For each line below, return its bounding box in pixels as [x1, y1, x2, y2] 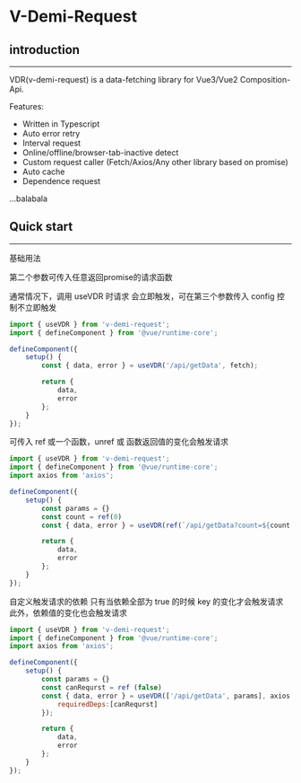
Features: [9, 101, 45, 111]
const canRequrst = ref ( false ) [41, 682, 163, 692]
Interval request [21, 137, 82, 148]
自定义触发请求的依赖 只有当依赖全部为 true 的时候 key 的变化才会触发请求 [9, 595, 284, 607]
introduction [9, 42, 81, 57]
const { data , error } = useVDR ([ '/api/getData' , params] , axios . [41, 691, 295, 700]
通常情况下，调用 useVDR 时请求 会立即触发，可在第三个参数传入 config [9, 290, 275, 302]
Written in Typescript [21, 119, 100, 129]
